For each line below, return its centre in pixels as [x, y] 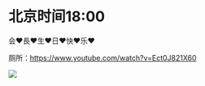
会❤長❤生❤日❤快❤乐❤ [52, 41]
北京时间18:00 [57, 17]
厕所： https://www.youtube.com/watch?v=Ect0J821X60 [102, 58]
